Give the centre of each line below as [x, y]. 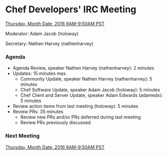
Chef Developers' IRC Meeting [71, 9]
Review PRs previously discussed [55, 123]
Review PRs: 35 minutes [38, 112]
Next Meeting [22, 136]
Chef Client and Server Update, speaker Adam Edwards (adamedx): [92, 95]
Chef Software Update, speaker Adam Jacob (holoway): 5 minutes [90, 90]
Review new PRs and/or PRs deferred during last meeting [81, 117]
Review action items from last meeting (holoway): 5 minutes [76, 106]
